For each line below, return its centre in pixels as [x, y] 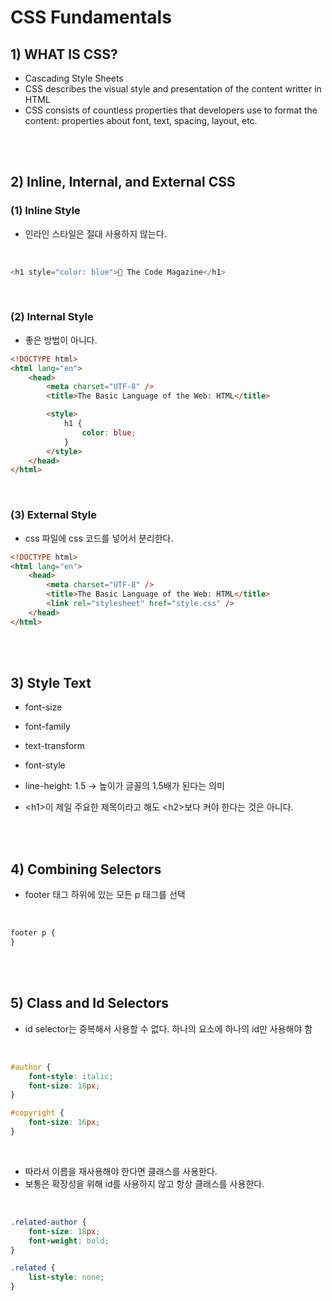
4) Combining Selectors [86, 869]
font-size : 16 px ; [64, 1122]
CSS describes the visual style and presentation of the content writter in [173, 89]
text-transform [55, 746]
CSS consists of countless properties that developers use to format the [171, 110]
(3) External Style [53, 515]
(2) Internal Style [52, 317]
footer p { [33, 933]
